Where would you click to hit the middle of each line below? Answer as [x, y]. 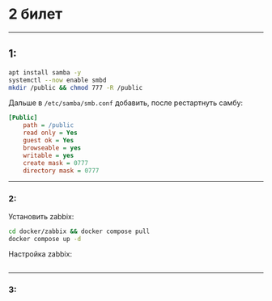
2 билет [36, 14]
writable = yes [49, 155]
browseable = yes [52, 148]
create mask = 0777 [56, 163]
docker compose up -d [45, 239]
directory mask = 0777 [61, 171]
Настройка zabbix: [40, 254]
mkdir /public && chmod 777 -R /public [76, 87]
